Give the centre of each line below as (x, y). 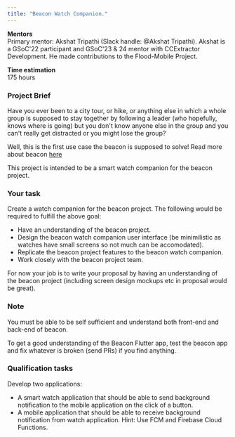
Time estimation (32, 70)
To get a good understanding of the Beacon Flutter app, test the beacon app (117, 343)
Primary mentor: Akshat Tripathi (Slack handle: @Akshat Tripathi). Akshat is (116, 41)
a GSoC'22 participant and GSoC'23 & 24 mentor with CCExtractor (104, 48)
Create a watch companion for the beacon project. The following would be (115, 209)
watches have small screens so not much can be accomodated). (110, 245)
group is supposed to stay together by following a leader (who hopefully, (112, 118)
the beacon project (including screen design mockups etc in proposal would (117, 281)
